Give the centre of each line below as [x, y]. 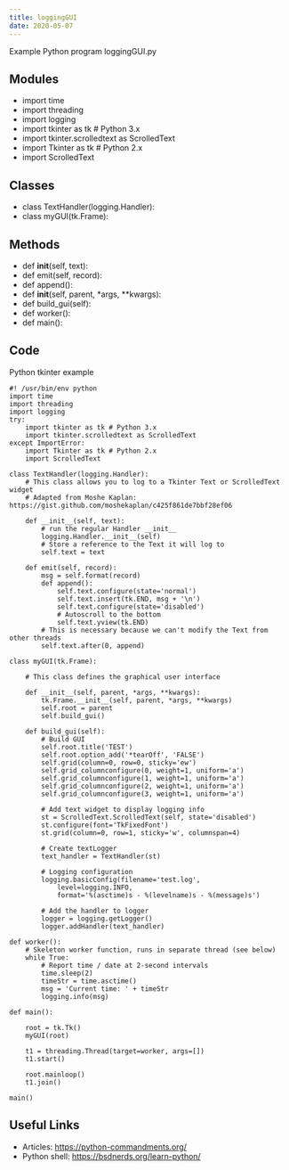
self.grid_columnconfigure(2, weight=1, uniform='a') [143, 786]
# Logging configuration [87, 871]
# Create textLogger [79, 848]
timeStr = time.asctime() [89, 981]
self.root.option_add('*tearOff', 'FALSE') [123, 755]
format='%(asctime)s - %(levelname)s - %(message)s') [158, 895]
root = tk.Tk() [53, 1027]
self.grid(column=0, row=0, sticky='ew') [119, 763]
